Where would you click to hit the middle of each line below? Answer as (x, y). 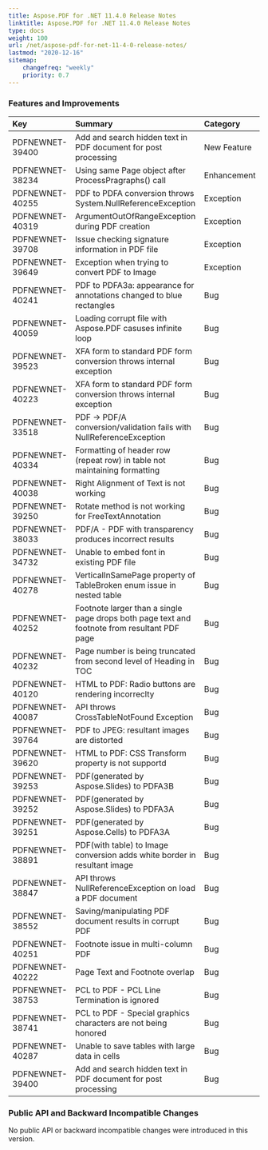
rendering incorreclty (115, 694)
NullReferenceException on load (135, 888)
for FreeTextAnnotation (118, 516)
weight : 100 (28, 38)
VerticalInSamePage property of (135, 575)
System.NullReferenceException (136, 203)
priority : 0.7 (46, 75)
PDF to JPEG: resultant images (132, 730)
